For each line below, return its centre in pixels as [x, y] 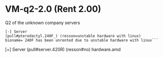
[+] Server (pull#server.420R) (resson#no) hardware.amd [63, 49]
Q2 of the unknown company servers [43, 23]
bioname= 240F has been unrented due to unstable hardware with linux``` [82, 40]
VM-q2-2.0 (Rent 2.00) [53, 9]
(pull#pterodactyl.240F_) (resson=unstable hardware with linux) [73, 36]
